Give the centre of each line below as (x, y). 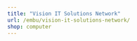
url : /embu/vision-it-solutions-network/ (69, 20)
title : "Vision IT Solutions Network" (64, 14)
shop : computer (30, 26)
